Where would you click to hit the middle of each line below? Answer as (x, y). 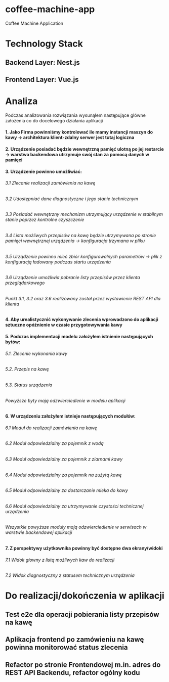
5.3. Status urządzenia (29, 385)
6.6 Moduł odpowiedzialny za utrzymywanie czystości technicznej (75, 506)
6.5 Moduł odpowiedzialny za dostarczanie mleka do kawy (67, 490)
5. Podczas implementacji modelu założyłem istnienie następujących (79, 337)
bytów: (13, 342)
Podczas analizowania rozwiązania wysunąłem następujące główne (75, 115)
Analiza (22, 101)
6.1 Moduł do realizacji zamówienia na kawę (51, 428)
